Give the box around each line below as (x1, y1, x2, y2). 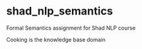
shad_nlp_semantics (6, 4, 113, 18)
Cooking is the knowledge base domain (6, 36, 105, 43)
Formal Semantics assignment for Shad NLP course (6, 24, 136, 31)
